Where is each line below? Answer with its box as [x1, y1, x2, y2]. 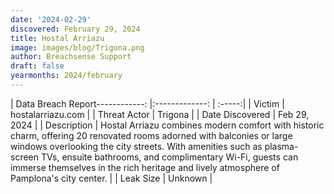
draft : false [10, 61, 65, 71]
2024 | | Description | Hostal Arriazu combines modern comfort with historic [10, 119, 325, 131]
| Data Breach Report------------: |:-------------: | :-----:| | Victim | [10, 97, 285, 110]
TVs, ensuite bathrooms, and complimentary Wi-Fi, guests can [40, 151, 299, 163]
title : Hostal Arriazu [10, 33, 105, 43]
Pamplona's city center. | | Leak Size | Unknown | [10, 172, 213, 184]
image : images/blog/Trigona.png [10, 42, 145, 53]
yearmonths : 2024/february [10, 71, 123, 81]
